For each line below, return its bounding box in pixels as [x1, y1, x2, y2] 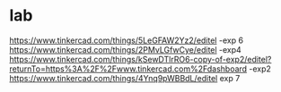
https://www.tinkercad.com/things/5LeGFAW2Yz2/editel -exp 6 [9, 35, 244, 46]
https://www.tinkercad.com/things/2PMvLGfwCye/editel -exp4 [9, 44, 242, 54]
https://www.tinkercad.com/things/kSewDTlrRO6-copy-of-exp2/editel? [9, 54, 272, 64]
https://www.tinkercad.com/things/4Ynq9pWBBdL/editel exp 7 [9, 72, 241, 83]
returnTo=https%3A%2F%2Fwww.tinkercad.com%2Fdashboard [9, 63, 248, 74]
